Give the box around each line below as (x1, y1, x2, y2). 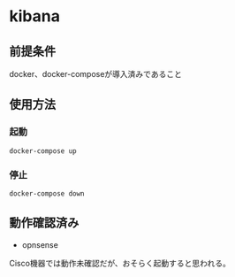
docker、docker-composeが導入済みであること (9, 69, 183, 79)
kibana (9, 6, 60, 27)
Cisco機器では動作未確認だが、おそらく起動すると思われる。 (9, 258, 231, 268)
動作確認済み (9, 215, 80, 231)
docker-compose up (9, 146, 77, 156)
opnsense (21, 239, 59, 250)
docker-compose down (9, 189, 86, 198)
